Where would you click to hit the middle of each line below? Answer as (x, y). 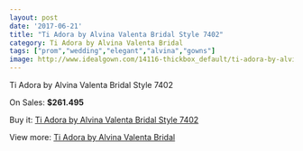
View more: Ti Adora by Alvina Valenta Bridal (92, 137)
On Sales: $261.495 (46, 102)
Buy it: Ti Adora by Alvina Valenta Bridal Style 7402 (104, 120)
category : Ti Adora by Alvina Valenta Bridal (96, 43)
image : (22, 59)
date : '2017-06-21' (46, 26)
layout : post (34, 18)
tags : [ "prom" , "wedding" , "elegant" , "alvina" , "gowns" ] (113, 51)
